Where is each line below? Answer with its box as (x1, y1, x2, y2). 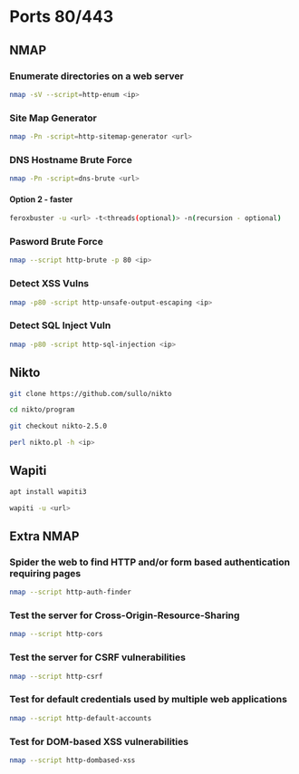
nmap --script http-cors (9, 630, 103, 639)
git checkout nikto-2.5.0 (9, 421, 107, 431)
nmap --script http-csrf (9, 672, 103, 681)
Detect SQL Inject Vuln (9, 319, 111, 332)
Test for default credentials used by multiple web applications (9, 693, 288, 706)
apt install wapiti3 (9, 487, 88, 496)
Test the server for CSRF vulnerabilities (9, 651, 186, 663)
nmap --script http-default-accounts (9, 713, 152, 722)
